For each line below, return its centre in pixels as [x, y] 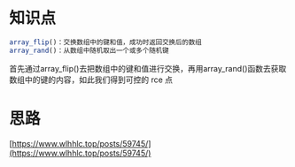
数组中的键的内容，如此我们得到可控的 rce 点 [91, 80]
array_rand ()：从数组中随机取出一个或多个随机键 [89, 50]
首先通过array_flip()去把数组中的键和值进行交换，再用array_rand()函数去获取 [148, 68]
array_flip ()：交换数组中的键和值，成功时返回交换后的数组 [105, 42]
